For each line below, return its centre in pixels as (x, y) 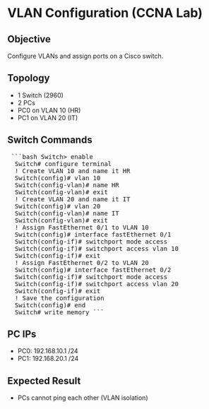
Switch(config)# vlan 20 (58, 206)
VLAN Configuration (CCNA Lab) (105, 13)
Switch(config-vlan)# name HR (67, 185)
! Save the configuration (59, 298)
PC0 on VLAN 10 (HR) (49, 110)
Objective (29, 39)
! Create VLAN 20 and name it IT (72, 199)
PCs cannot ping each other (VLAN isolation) (83, 398)
